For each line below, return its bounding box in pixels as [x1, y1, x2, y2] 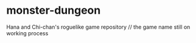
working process [6, 29, 49, 36]
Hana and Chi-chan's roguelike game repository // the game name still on [6, 23, 191, 30]
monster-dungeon [6, 4, 101, 17]
